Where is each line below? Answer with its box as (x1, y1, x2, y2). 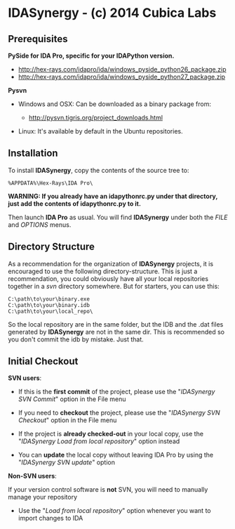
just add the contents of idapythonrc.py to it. (8, 199, 141, 208)
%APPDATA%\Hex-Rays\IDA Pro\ (8, 179, 93, 187)
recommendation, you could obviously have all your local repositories (8, 274, 209, 282)
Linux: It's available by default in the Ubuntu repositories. (18, 127, 183, 135)
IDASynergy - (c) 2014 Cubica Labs (8, 5, 217, 21)
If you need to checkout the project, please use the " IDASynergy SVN (18, 409, 220, 417)
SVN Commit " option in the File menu (18, 395, 126, 403)
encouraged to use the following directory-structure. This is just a (8, 267, 198, 275)
